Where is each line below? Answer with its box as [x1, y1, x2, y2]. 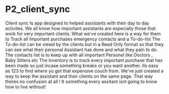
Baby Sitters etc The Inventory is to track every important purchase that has [5, 57, 163, 63]
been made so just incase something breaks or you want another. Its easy [5, 62, 159, 68]
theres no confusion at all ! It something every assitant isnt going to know [5, 78, 157, 84]
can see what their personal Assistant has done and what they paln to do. [5, 46, 158, 52]
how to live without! [5, 83, 46, 89]
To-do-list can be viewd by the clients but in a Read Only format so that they [5, 41, 164, 47]
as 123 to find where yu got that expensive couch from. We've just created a [5, 67, 164, 73]
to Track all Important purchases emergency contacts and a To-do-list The [5, 36, 160, 42]
